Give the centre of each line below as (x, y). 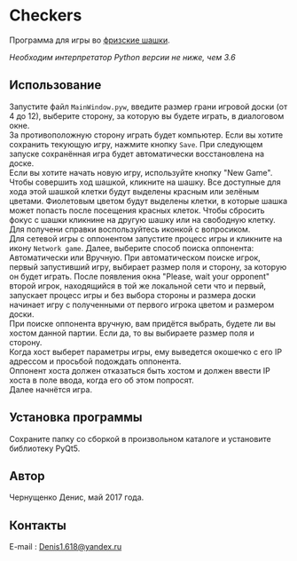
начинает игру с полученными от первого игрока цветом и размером (142, 304)
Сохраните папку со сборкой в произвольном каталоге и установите (141, 439)
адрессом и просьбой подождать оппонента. (95, 361)
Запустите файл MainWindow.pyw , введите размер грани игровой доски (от (148, 107)
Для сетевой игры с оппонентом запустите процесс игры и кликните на (146, 238)
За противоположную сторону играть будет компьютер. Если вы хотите (146, 135)
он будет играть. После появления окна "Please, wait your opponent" (140, 276)
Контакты (38, 525)
